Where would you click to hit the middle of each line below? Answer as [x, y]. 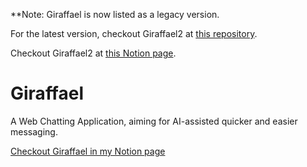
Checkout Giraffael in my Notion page [88, 151]
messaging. [34, 131]
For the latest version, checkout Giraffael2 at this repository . [134, 33]
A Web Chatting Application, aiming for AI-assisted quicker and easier [154, 121]
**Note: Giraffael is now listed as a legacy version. [115, 14]
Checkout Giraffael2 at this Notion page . [93, 53]
